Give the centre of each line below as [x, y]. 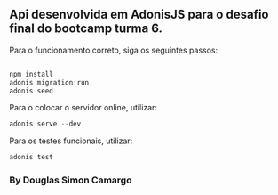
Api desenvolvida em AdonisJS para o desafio [139, 15]
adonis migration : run [49, 82]
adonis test [31, 158]
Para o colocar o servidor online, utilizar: [83, 108]
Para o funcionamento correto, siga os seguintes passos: [114, 50]
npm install [31, 74]
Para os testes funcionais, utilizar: [71, 141]
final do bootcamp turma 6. [86, 29]
